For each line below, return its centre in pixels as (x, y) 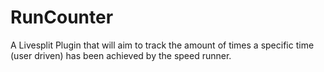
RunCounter (62, 17)
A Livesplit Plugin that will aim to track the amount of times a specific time (162, 45)
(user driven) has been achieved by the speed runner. (121, 55)
